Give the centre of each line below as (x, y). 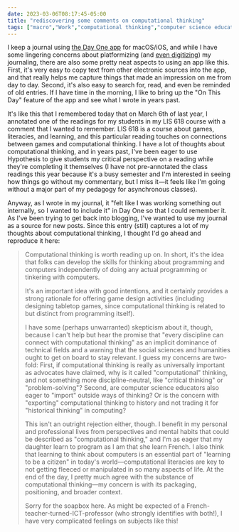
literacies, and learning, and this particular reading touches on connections (117, 136)
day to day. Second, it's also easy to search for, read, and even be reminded (119, 85)
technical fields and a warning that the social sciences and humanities (128, 350)
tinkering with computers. (62, 277)
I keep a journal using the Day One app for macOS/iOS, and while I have (113, 48)
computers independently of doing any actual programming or (116, 270)
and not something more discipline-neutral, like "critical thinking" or (124, 380)
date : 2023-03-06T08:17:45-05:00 (57, 14)
